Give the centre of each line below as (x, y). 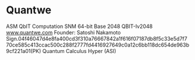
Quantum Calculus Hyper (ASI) (79, 51)
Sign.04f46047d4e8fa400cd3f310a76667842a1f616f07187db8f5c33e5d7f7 (97, 38)
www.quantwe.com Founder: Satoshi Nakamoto (63, 32)
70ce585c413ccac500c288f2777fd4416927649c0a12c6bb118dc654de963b (98, 45)
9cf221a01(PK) (24, 51)
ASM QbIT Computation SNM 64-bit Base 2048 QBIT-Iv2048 (79, 26)
